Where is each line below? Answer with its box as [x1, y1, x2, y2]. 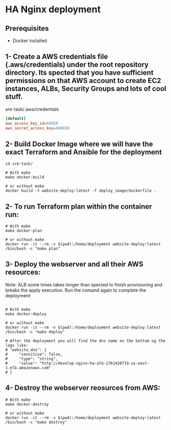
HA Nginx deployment [5, 4, 101, 15]
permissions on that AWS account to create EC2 [5, 76, 162, 85]
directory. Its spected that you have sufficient [5, 68, 154, 77]
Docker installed [12, 37, 47, 44]
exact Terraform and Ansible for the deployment [5, 148, 162, 156]
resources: [5, 268, 41, 277]
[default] [5, 116, 27, 121]
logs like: [5, 342, 29, 348]
